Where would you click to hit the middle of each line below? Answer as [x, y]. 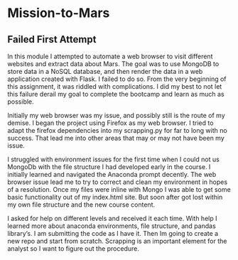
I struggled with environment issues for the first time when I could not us [114, 159]
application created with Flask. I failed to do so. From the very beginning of [117, 79]
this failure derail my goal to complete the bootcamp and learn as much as [116, 94]
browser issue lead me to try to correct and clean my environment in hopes [118, 182]
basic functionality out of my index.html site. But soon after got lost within [115, 197]
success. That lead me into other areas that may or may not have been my [116, 138]
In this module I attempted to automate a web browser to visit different [110, 56]
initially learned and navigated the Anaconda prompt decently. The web [112, 174]
